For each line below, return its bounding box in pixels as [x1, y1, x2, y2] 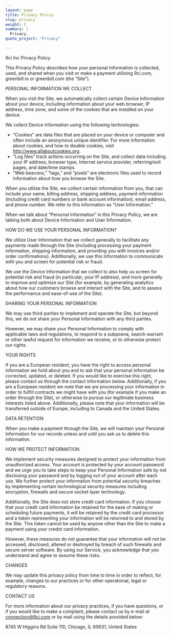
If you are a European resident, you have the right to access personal [5, 362, 151, 368]
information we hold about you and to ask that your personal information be [5, 367, 165, 373]
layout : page [5, 7, 33, 13]
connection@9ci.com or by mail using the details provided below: [5, 613, 143, 620]
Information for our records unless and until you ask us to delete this [5, 430, 149, 436]
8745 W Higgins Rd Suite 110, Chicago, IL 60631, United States [5, 624, 137, 630]
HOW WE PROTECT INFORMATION [5, 446, 80, 452]
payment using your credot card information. [5, 526, 100, 532]
